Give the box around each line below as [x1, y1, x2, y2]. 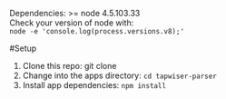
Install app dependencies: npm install [22, 80, 166, 90]
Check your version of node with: [9, 17, 134, 28]
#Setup [9, 43, 37, 54]
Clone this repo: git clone [22, 61, 117, 71]
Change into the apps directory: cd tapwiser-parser [22, 70, 218, 81]
